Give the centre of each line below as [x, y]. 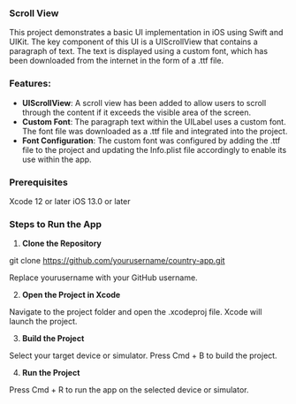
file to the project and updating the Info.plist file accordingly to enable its [154, 149]
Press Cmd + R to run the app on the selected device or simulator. [129, 390]
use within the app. [57, 159]
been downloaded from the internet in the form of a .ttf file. [116, 61]
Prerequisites [38, 182]
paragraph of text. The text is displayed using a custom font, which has [138, 51]
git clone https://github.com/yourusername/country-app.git [117, 261]
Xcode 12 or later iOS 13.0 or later [70, 201]
